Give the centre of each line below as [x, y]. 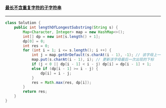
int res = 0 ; [36, 46]
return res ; [35, 92]
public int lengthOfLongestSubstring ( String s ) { [66, 28]
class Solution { [23, 23]
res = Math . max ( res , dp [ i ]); [62, 82]
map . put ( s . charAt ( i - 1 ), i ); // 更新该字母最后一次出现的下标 [93, 60]
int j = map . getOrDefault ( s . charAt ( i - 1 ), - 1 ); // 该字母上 [94, 55]
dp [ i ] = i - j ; [56, 73]
